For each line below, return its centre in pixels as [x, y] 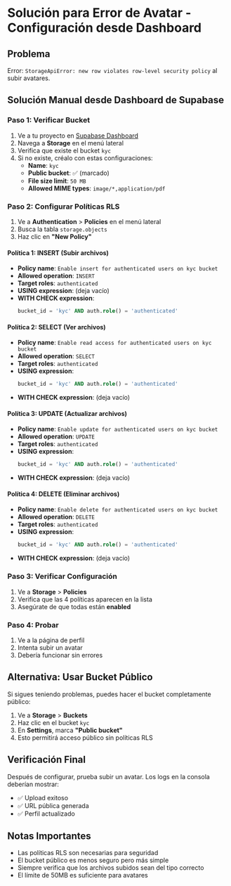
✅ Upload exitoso [43, 797]
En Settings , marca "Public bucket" [70, 730]
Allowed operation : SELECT [56, 356]
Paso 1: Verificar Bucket [48, 120]
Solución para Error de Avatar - [99, 13]
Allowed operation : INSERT [56, 276]
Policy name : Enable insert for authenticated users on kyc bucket [118, 268]
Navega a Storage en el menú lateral [71, 143]
